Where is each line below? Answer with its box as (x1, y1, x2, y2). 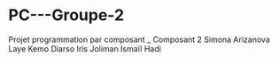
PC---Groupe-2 (8, 5, 125, 25)
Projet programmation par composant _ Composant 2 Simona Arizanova (8, 34, 271, 45)
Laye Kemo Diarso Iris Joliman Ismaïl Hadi (8, 43, 161, 53)
